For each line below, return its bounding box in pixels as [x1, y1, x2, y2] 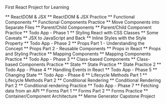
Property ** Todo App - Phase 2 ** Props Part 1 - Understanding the [5, 40, 145, 46]
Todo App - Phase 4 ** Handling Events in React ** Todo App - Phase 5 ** [5, 67, 158, 73]
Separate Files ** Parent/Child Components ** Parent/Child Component [5, 24, 152, 30]
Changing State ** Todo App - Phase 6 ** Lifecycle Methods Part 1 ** [5, 72, 148, 78]
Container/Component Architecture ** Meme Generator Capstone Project [5, 93, 156, 99]
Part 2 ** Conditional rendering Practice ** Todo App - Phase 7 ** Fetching [5, 83, 159, 89]
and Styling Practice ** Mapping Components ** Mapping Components [5, 51, 151, 57]
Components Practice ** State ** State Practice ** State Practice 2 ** [19, 62, 162, 67]
